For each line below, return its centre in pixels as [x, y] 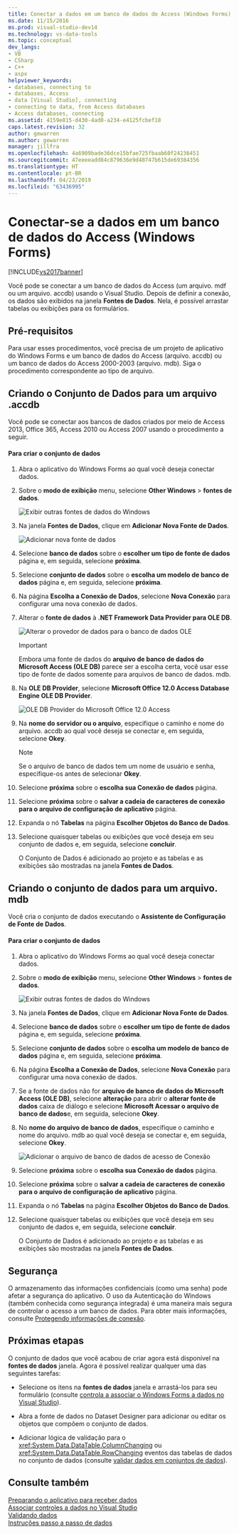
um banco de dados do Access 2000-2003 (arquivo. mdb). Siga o [105, 363]
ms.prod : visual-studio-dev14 [53, 27]
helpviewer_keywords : [40, 80]
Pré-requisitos [41, 331]
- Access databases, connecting [56, 113]
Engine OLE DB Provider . [55, 696]
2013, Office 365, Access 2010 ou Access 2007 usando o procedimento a [116, 429]
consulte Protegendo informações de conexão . [77, 1318]
